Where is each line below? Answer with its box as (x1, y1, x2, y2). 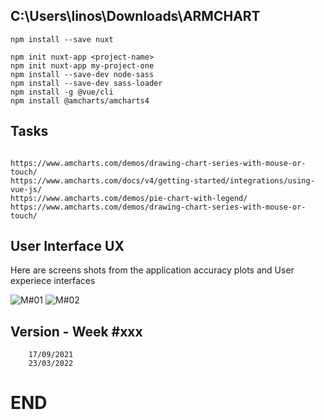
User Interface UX (10, 238, 125, 255)
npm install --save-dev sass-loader (10, 78, 163, 88)
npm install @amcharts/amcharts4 (10, 95, 150, 106)
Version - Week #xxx (10, 323, 143, 340)
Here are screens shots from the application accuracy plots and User (10, 264, 295, 276)
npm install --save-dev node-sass (10, 69, 155, 79)
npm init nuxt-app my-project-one (10, 60, 155, 71)
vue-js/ (10, 184, 43, 194)
